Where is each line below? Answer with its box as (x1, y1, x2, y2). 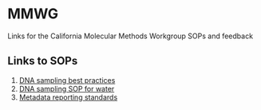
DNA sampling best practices (18, 75, 116, 84)
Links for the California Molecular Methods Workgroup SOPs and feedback (7, 31, 253, 41)
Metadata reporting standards (18, 92, 118, 102)
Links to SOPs (7, 54, 78, 68)
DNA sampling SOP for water (18, 84, 115, 93)
